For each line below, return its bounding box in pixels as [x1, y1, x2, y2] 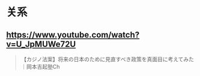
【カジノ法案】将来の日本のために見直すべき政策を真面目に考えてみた [20, 56, 194, 63]
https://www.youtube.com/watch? [6, 29, 140, 39]
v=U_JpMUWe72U [6, 39, 76, 49]
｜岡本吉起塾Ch [20, 63, 60, 70]
